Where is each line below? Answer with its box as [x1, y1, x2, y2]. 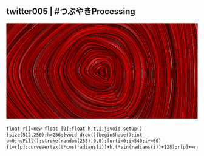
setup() [123, 126, 143, 132]
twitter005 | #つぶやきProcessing [6, 6, 135, 17]
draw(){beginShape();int [80, 132, 143, 138]
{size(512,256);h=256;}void [6, 132, 78, 138]
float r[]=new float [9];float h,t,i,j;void [6, 126, 121, 132]
